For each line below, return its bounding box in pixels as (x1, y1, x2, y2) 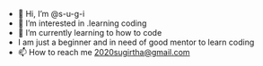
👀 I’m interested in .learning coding (17, 18, 147, 29)
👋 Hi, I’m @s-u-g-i (17, 9, 85, 19)
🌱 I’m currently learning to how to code (17, 28, 162, 37)
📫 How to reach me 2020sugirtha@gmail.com (17, 47, 190, 57)
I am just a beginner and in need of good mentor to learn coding (17, 37, 255, 47)
